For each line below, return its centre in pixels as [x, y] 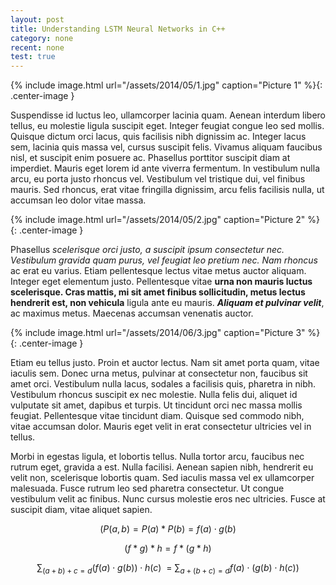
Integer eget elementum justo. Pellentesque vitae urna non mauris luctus [161, 282]
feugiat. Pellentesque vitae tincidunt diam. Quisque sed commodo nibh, [157, 416]
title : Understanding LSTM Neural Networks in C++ [118, 29]
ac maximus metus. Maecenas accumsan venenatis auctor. [132, 313]
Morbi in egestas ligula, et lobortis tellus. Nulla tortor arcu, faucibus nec [157, 457]
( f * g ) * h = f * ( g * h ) [168, 548]
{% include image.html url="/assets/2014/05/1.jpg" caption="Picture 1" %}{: [166, 85]
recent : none [37, 47]
